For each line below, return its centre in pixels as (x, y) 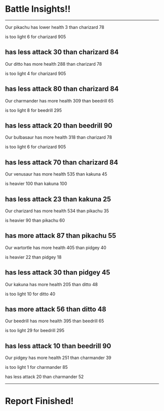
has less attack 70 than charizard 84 (62, 162)
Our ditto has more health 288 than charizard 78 (53, 64)
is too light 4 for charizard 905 (36, 73)
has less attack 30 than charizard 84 (62, 52)
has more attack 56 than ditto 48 (56, 309)
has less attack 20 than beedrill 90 (59, 125)
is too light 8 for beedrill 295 (33, 110)
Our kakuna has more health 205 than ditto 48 (51, 284)
